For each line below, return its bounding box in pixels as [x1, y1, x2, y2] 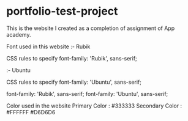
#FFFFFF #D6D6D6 [6, 108, 56, 116]
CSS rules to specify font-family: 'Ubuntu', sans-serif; [6, 78, 142, 86]
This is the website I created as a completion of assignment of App [6, 24, 175, 32]
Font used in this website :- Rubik [6, 43, 91, 50]
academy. [6, 31, 31, 38]
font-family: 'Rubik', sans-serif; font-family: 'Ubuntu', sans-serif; [6, 90, 168, 97]
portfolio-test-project [6, 4, 118, 18]
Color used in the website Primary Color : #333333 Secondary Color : [6, 102, 182, 109]
